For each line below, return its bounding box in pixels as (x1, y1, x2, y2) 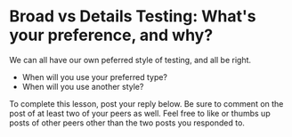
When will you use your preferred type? (21, 71, 167, 82)
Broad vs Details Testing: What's (9, 6, 256, 27)
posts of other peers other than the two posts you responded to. (9, 117, 245, 128)
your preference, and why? (9, 25, 214, 45)
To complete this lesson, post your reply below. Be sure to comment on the (9, 98, 284, 109)
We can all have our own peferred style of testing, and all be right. (9, 54, 252, 65)
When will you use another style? (21, 81, 144, 92)
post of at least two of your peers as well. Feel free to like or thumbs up (9, 108, 271, 118)
